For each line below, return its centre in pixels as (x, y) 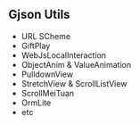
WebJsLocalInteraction (64, 55)
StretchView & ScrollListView (74, 83)
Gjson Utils (39, 15)
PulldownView (47, 74)
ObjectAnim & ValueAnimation (76, 64)
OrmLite (36, 103)
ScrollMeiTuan (48, 93)
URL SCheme (46, 36)
